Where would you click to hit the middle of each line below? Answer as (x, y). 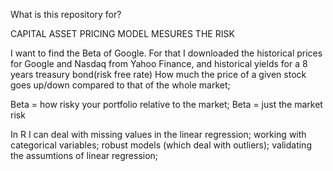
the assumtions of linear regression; (84, 155)
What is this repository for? (66, 14)
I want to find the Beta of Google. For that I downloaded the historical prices (166, 53)
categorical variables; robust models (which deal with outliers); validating (161, 145)
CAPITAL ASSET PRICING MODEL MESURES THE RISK (122, 33)
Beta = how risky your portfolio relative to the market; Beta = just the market (166, 104)
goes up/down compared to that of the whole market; (120, 85)
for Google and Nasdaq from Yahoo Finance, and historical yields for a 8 (159, 63)
